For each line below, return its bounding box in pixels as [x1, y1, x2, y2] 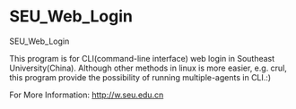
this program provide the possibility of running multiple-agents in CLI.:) [9, 71, 272, 82]
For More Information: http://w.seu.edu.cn [9, 89, 164, 100]
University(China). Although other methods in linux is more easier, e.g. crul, [9, 63, 287, 73]
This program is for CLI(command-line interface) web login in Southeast [9, 53, 275, 63]
